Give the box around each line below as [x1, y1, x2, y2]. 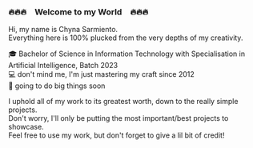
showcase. [8, 122, 44, 132]
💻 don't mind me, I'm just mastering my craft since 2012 [8, 70, 195, 79]
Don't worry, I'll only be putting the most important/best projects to [8, 114, 229, 123]
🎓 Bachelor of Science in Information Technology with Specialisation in [8, 49, 246, 58]
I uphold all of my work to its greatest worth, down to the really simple [8, 97, 239, 106]
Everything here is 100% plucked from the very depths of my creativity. [8, 33, 243, 42]
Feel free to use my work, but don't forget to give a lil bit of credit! [8, 130, 225, 140]
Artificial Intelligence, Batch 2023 [8, 61, 118, 70]
